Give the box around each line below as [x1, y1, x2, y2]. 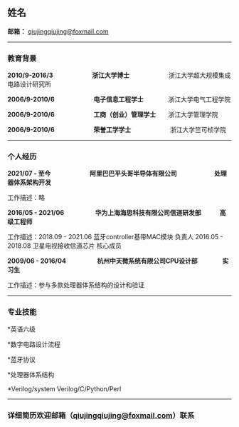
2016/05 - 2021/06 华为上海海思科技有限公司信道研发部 [7, 209, 201, 217]
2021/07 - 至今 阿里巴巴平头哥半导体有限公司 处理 [7, 169, 227, 178]
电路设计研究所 [7, 80, 51, 89]
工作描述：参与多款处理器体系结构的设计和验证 [7, 281, 144, 289]
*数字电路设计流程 [7, 340, 61, 348]
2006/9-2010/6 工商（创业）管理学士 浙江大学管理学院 [7, 110, 218, 119]
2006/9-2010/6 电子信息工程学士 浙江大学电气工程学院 [7, 95, 231, 104]
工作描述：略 [7, 194, 45, 202]
